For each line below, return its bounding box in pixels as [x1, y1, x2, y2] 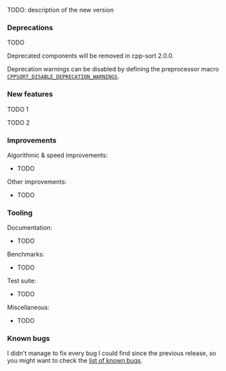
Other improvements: [7, 178, 67, 186]
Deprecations [7, 23, 53, 32]
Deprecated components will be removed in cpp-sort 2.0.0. [7, 51, 175, 60]
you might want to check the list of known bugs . [7, 357, 142, 365]
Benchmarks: [7, 250, 45, 259]
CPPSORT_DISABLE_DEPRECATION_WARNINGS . [7, 72, 120, 81]
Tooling [7, 208, 33, 217]
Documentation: [7, 224, 53, 232]
